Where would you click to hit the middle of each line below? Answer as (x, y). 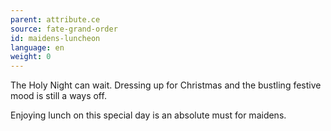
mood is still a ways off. (58, 96)
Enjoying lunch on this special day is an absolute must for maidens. (148, 115)
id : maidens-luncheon (55, 38)
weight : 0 (31, 57)
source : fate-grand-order (64, 29)
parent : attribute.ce (55, 19)
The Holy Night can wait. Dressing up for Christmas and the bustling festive (166, 85)
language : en (37, 47)
